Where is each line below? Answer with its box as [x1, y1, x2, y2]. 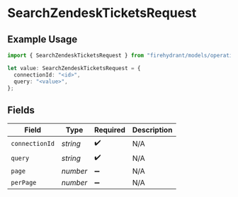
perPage [11, 179, 37, 187]
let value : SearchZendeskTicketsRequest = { [7, 64, 141, 72]
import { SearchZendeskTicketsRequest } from [7, 52, 144, 59]
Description [132, 125, 173, 135]
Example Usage [7, 33, 78, 45]
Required [94, 125, 126, 135]
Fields [7, 104, 35, 116]
